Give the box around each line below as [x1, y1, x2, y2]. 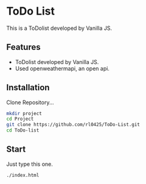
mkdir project [6, 110, 43, 116]
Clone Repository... [6, 99, 54, 106]
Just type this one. [6, 160, 54, 168]
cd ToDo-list [6, 127, 40, 133]
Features [6, 42, 41, 52]
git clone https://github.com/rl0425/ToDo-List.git [6, 122, 140, 128]
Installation [6, 82, 50, 93]
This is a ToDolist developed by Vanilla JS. [6, 24, 113, 32]
